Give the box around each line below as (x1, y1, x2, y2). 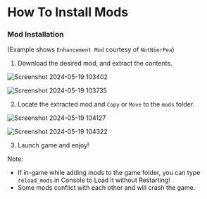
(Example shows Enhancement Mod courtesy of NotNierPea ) (7, 45, 175, 54)
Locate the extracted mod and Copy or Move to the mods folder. (17, 100, 195, 109)
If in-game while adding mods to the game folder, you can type (17, 169, 201, 177)
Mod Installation (7, 30, 64, 40)
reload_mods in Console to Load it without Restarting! (17, 176, 170, 184)
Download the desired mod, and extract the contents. (17, 59, 172, 68)
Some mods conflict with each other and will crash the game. (17, 183, 196, 192)
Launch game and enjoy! (17, 141, 89, 150)
